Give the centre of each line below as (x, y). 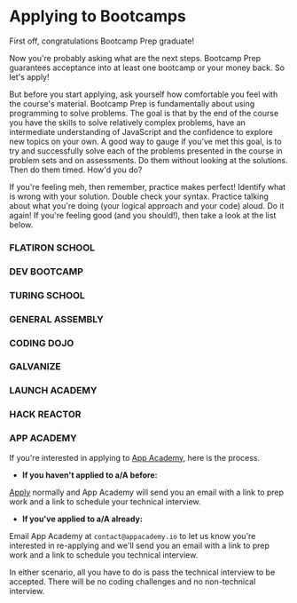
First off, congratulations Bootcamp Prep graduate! (102, 41)
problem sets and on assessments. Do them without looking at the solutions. (148, 160)
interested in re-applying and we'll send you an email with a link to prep (140, 545)
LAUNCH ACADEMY (53, 391)
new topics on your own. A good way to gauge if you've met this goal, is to (145, 141)
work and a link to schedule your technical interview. (105, 501)
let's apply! (30, 76)
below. (21, 225)
